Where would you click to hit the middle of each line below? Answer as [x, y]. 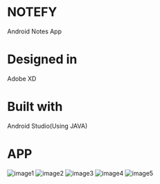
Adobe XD [22, 78]
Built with [35, 107]
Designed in [42, 59]
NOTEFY [32, 12]
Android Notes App [35, 31]
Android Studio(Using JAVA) [47, 126]
